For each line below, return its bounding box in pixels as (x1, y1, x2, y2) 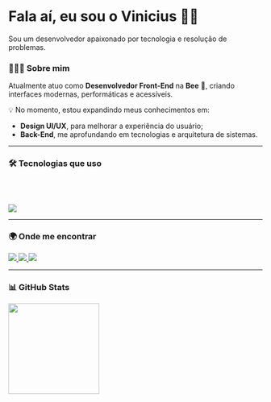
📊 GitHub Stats (8, 281, 70, 292)
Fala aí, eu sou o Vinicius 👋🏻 (8, 7, 199, 26)
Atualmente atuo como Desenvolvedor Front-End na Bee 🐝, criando (8, 81, 236, 91)
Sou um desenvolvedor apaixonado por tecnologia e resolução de (8, 34, 227, 44)
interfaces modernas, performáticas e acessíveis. (8, 89, 173, 99)
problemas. (8, 42, 46, 52)
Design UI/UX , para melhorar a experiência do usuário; (19, 121, 203, 131)
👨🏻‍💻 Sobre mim (8, 62, 70, 73)
